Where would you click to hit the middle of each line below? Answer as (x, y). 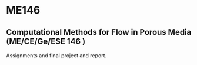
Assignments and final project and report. (56, 56)
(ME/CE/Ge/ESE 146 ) (46, 41)
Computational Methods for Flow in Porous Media (99, 32)
